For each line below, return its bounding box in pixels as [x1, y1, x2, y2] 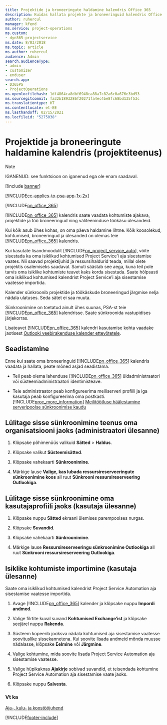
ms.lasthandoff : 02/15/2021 [5, 110, 64, 115]
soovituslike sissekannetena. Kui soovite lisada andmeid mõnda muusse [12, 636, 161, 642]
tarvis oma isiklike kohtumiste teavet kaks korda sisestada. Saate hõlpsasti [5, 269, 158, 275]
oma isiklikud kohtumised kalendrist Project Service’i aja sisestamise [5, 274, 146, 280]
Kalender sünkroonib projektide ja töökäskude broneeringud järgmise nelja [5, 289, 159, 295]
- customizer [5, 68, 32, 73]
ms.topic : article [5, 45, 43, 50]
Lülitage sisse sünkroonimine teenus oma [5, 418, 138, 427]
